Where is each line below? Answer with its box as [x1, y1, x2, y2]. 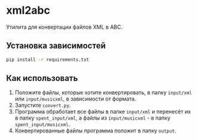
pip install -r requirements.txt [6, 56, 89, 63]
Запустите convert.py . [14, 102, 71, 109]
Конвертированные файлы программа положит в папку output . [14, 127, 177, 135]
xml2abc [6, 4, 51, 17]
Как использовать [6, 73, 79, 84]
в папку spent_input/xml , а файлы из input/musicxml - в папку [14, 114, 171, 121]
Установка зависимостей [6, 41, 106, 51]
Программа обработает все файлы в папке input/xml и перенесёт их [14, 108, 191, 115]
